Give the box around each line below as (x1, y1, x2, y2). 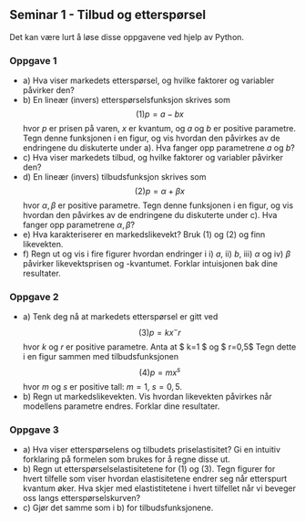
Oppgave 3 (9, 423, 59, 436)
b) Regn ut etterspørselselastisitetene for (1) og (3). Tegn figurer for (22, 464, 276, 475)
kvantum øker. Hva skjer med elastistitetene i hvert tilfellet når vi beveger (22, 483, 297, 494)
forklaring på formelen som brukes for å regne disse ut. (22, 454, 230, 465)
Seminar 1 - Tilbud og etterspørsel (9, 7, 207, 23)
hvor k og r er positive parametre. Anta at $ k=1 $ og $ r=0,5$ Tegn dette (22, 341, 297, 352)
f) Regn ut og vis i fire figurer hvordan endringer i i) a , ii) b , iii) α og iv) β (22, 248, 291, 259)
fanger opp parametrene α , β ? (22, 219, 135, 231)
